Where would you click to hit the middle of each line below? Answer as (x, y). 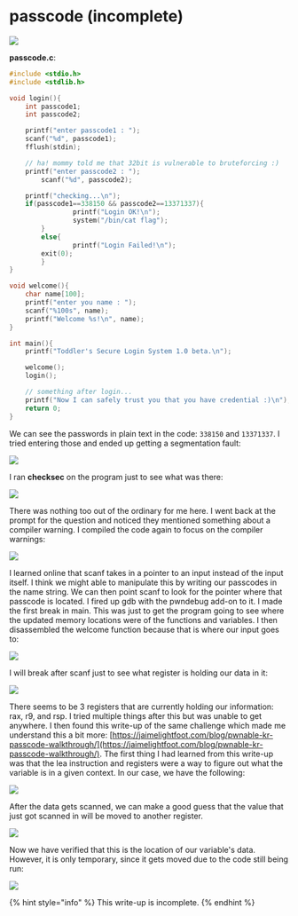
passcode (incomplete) (96, 16)
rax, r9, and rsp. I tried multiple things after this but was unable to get (136, 715)
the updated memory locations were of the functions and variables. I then (143, 620)
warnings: (27, 539)
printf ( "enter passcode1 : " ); (83, 130)
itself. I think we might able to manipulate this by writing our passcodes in (143, 582)
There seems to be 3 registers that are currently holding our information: (141, 707)
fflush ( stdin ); (53, 147)
